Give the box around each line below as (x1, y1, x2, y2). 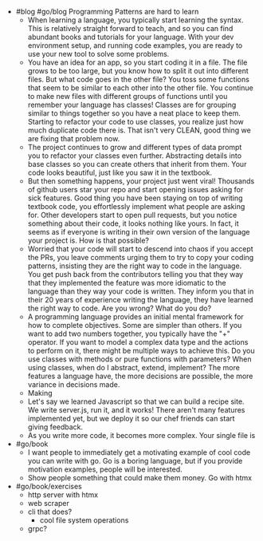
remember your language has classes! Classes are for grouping (27, 100, 237, 109)
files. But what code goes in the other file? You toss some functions (27, 75, 249, 84)
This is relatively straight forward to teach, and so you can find (27, 24, 234, 33)
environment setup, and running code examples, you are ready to (27, 41, 243, 50)
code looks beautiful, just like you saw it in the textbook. (27, 168, 213, 177)
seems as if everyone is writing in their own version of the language (27, 227, 250, 236)
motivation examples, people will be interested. (27, 464, 183, 474)
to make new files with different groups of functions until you (27, 92, 228, 101)
